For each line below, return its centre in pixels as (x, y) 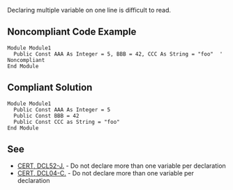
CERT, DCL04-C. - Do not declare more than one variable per (105, 173)
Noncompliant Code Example (72, 32)
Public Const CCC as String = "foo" (67, 122)
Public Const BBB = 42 (46, 116)
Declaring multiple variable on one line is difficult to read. (89, 10)
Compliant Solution (50, 87)
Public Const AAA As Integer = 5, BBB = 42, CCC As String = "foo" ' (118, 54)
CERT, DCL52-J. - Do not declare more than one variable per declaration (122, 166)
